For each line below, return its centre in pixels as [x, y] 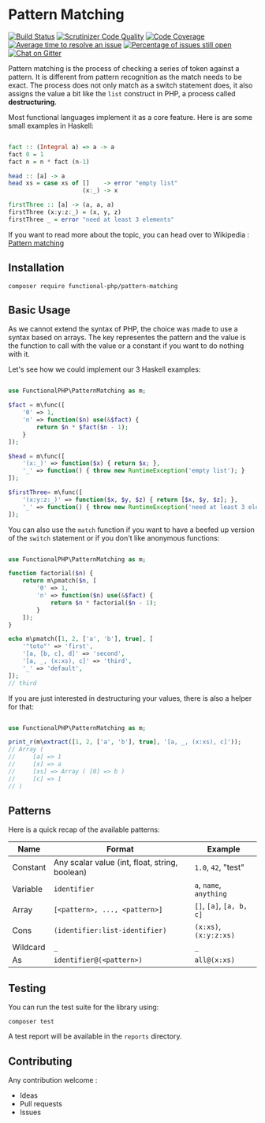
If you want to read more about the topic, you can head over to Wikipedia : [129, 234]
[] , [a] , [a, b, [221, 906]
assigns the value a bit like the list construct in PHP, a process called [122, 93]
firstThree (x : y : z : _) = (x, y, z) [65, 212]
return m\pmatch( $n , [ [60, 581]
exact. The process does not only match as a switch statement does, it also [131, 85]
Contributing [40, 1061]
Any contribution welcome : [53, 1080]
